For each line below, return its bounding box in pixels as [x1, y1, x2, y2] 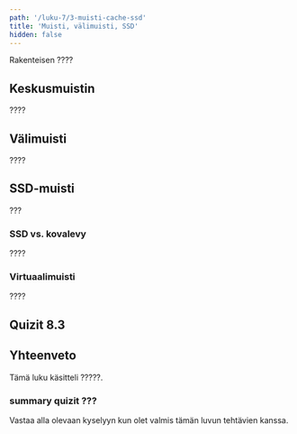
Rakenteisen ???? [9, 55, 74, 66]
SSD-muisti [9, 181, 75, 197]
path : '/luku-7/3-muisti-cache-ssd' [9, 13, 147, 23]
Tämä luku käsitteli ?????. [9, 372, 103, 383]
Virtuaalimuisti [9, 271, 76, 283]
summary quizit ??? [9, 394, 97, 407]
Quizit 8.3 [9, 317, 66, 332]
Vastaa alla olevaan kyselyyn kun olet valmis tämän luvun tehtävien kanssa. [9, 414, 289, 425]
